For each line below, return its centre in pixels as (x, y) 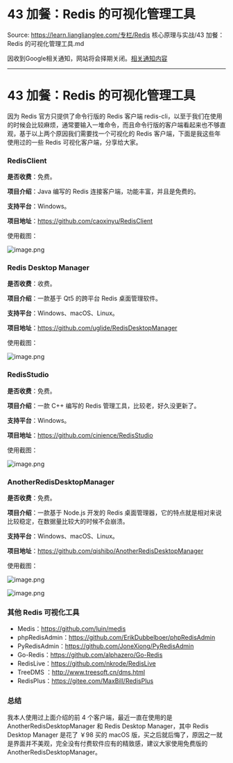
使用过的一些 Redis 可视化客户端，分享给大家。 (75, 142)
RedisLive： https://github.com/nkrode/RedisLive (86, 664)
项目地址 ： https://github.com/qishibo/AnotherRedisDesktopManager (105, 551)
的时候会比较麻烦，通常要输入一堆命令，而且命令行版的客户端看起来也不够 (113, 125)
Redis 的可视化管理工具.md (46, 43)
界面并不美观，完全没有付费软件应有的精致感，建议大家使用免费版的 (110, 743)
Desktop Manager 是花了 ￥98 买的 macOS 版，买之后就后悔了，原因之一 (112, 734)
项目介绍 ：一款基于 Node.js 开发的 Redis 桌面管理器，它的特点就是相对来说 (114, 513)
